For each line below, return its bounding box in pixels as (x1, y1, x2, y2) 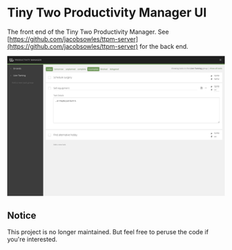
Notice (7, 209, 37, 221)
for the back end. (139, 42, 188, 50)
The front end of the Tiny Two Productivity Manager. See (7, 28, 169, 36)
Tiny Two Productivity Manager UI (7, 5, 207, 21)
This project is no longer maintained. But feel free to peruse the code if (7, 228, 209, 236)
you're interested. (7, 236, 57, 244)
